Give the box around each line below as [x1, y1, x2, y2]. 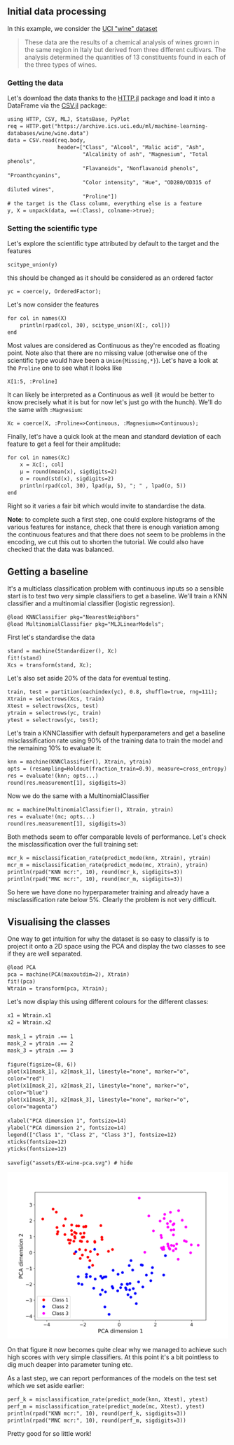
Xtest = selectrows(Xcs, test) [7, 702, 99, 709]
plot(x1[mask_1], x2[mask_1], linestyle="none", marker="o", [7, 1068, 190, 1075]
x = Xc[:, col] [20, 461, 64, 468]
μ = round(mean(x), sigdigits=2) [20, 468, 118, 475]
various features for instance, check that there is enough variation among [7, 523, 219, 532]
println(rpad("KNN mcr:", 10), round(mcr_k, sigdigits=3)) [7, 868, 184, 876]
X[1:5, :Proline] [7, 378, 58, 385]
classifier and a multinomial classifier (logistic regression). [7, 599, 175, 608]
